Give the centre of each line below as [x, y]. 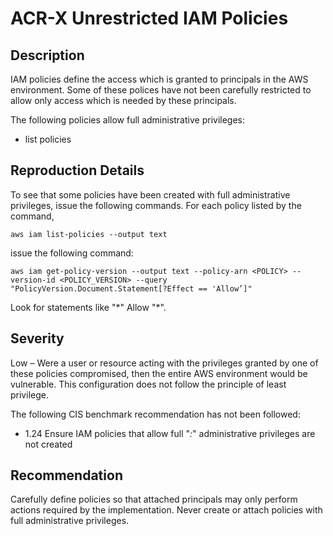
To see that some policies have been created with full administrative [150, 194]
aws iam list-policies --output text [89, 234]
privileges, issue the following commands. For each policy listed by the [156, 205]
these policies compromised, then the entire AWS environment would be [159, 373]
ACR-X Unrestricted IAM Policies [149, 18]
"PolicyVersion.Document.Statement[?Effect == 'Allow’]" [131, 288]
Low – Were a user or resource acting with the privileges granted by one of [164, 363]
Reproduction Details [77, 170]
